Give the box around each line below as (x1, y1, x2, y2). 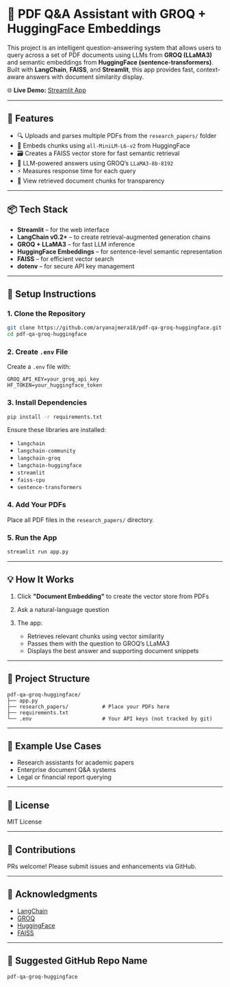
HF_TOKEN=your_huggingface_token (7, 382, 103, 389)
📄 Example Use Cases (7, 740, 101, 751)
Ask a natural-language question (16, 605, 110, 613)
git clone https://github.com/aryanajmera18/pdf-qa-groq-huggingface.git (7, 324, 222, 332)
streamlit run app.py (7, 549, 69, 556)
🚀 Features (7, 113, 54, 124)
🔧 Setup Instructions (7, 288, 97, 299)
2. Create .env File (7, 347, 68, 356)
